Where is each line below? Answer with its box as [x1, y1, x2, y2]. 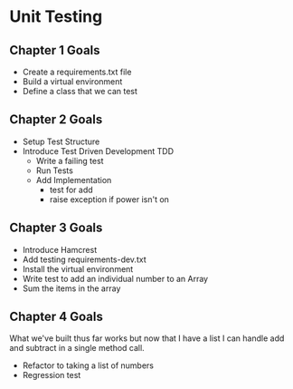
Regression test [22, 370, 81, 381]
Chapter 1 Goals [9, 43, 101, 58]
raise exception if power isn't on [49, 193, 170, 205]
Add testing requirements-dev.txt [22, 254, 146, 265]
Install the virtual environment [22, 263, 134, 274]
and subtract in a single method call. [9, 343, 145, 354]
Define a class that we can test [22, 86, 138, 96]
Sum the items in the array [22, 283, 121, 294]
